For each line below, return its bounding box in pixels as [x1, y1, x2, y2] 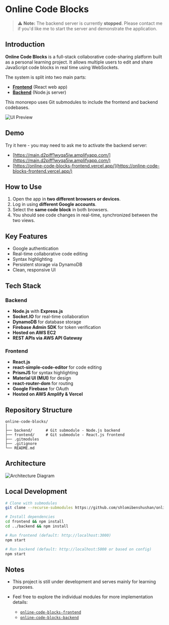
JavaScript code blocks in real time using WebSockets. [5, 64, 119, 70]
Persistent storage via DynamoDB [12, 261, 82, 268]
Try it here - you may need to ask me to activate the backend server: [5, 142, 147, 148]
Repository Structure [5, 406, 73, 414]
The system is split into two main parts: [5, 74, 87, 80]
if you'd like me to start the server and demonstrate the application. [17, 25, 157, 31]
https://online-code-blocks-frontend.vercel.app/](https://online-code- [14, 162, 160, 168]
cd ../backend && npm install [5, 524, 69, 529]
